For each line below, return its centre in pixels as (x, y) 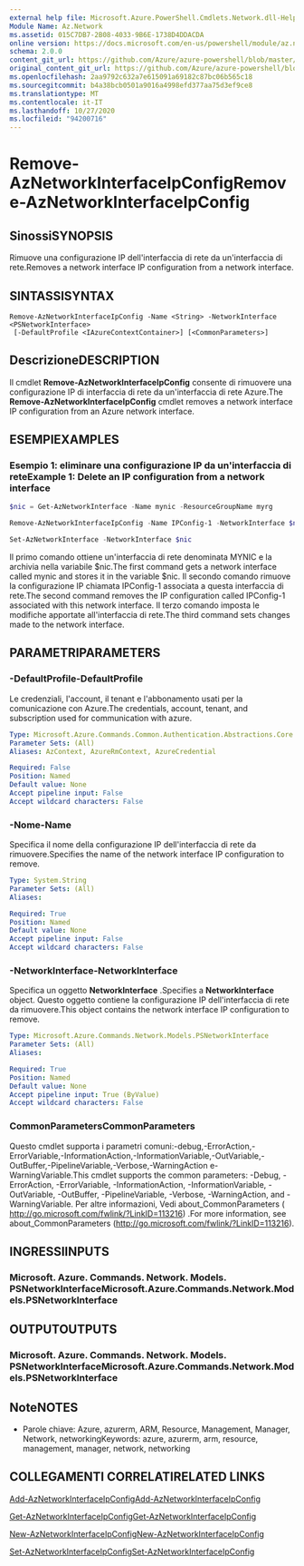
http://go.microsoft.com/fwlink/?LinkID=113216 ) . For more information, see (148, 1213)
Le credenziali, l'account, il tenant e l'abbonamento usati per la (126, 699)
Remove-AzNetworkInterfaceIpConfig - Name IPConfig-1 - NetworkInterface (147, 524)
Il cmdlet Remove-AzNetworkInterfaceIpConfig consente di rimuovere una (151, 382)
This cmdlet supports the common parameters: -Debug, (177, 1175)
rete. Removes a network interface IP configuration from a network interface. (152, 268)
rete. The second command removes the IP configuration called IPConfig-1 (147, 596)
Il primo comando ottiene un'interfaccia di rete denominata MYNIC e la (141, 557)
